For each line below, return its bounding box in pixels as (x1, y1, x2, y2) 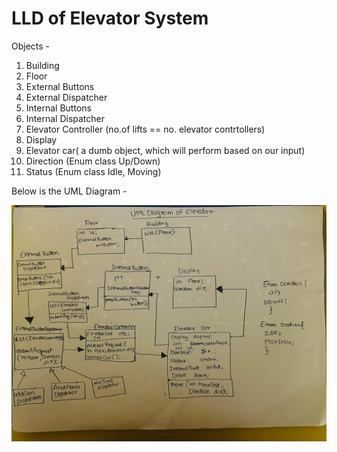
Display (25, 133, 58, 146)
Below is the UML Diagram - (11, 185, 128, 197)
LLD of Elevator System (11, 7, 209, 30)
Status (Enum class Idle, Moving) (25, 165, 162, 177)
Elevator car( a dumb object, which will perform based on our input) (25, 144, 306, 156)
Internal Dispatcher (25, 112, 105, 124)
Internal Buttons (25, 102, 92, 114)
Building (25, 59, 60, 71)
